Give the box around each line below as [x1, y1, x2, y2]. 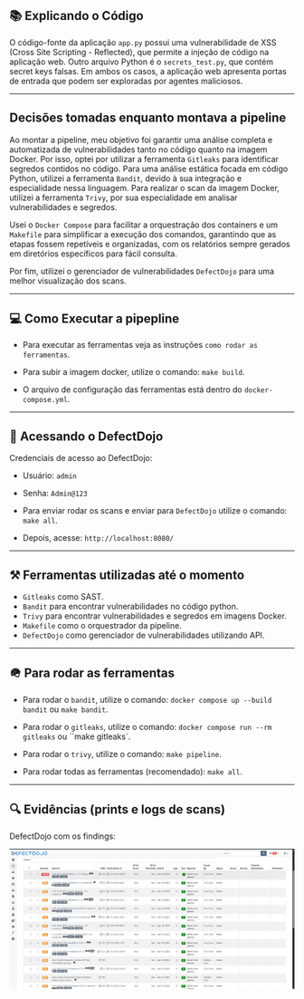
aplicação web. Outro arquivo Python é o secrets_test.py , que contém [9, 56, 274, 67]
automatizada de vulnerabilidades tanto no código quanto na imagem [9, 144, 268, 155]
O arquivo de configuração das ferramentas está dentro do [22, 384, 242, 395]
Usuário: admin [22, 470, 77, 481]
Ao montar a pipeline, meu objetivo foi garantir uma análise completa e [9, 134, 273, 145]
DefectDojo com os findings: [9, 831, 116, 841]
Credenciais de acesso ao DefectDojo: [9, 453, 153, 464]
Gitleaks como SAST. [22, 591, 104, 602]
